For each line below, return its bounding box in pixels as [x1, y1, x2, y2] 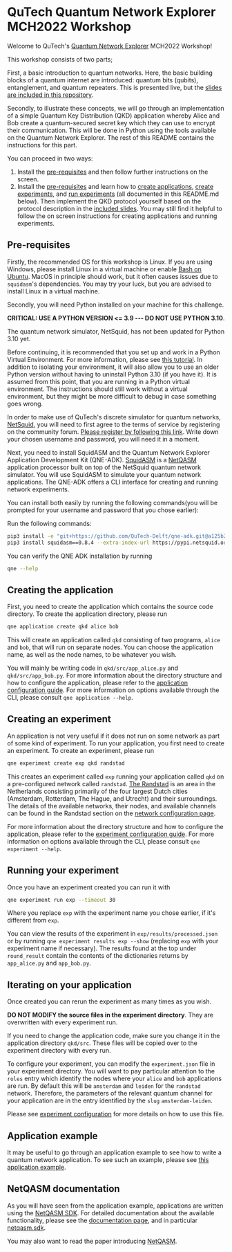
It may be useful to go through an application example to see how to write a [7, 1148, 222, 1156]
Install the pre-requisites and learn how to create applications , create [17, 182, 214, 190]
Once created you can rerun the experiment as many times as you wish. [7, 997, 212, 1006]
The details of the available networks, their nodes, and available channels [7, 801, 216, 810]
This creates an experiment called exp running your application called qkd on [7, 772, 224, 781]
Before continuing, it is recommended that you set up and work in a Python [7, 347, 221, 356]
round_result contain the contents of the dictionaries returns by [7, 952, 188, 960]
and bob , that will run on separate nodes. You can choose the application [7, 643, 214, 651]
